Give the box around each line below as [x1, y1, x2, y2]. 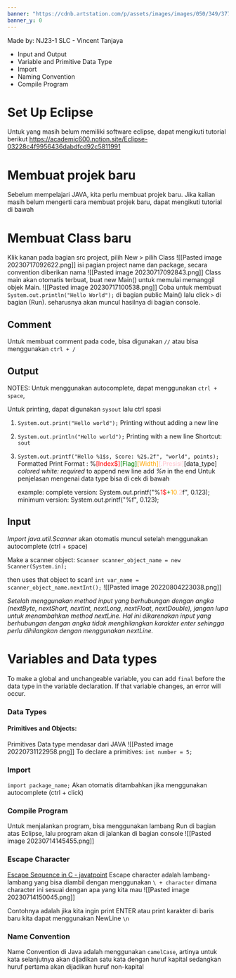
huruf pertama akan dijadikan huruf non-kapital [7, 963, 144, 971]
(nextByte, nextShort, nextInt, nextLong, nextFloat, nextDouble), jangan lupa [7, 604, 228, 612]
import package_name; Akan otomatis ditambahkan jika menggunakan [7, 781, 207, 789]
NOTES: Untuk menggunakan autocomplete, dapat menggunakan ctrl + [7, 383, 218, 392]
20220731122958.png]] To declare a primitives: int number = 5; [7, 747, 193, 756]
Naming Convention [17, 72, 76, 81]
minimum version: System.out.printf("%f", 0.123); [17, 495, 159, 504]
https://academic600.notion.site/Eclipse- [29, 135, 148, 144]
